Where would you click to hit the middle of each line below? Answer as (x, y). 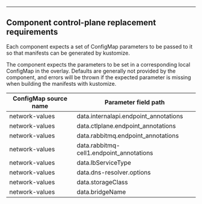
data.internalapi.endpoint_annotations (130, 116)
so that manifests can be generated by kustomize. (68, 53)
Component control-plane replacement (81, 22)
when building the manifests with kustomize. (61, 83)
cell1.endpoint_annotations (115, 152)
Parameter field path (135, 102)
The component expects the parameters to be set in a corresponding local (98, 64)
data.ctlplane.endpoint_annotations (126, 125)
